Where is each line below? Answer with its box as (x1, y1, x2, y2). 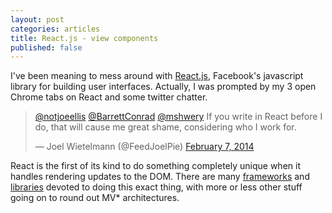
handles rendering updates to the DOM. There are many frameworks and (10, 171, 310, 183)
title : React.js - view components (10, 33, 159, 43)
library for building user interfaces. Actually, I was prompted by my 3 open (10, 81, 317, 93)
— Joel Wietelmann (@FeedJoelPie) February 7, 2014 (34, 141, 255, 153)
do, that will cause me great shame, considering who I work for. (34, 121, 297, 133)
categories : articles (10, 24, 101, 34)
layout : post (10, 14, 65, 25)
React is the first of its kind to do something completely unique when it (10, 160, 301, 172)
